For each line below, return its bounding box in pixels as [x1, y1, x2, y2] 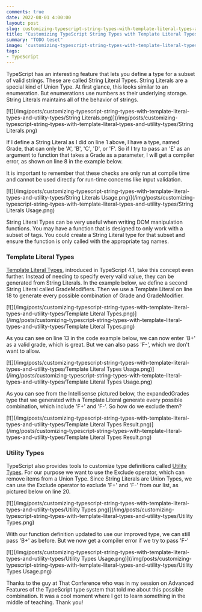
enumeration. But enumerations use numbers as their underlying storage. [6, 89, 188, 96]
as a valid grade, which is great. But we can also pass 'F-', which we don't [6, 341, 190, 348]
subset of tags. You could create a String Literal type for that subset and [6, 231, 185, 238]
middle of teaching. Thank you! [6, 599, 84, 606]
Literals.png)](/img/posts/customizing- [82, 114, 178, 121]
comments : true [6, 8, 44, 15]
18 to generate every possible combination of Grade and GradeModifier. [6, 292, 185, 299]
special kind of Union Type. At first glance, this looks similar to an [6, 83, 168, 90]
